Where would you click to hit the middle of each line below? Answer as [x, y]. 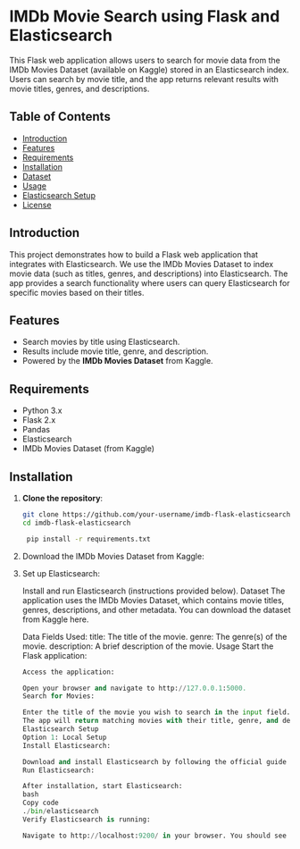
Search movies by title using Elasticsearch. [101, 342]
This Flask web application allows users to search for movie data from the [145, 60]
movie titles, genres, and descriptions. [79, 88]
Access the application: [68, 672]
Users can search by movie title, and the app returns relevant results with [144, 79]
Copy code [41, 803]
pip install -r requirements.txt [88, 539]
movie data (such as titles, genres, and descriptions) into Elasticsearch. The [149, 273]
